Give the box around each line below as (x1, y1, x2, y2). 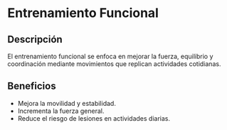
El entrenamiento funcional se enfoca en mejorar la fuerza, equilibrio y (7, 52, 213, 60)
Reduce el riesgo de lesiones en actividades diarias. (17, 114, 171, 122)
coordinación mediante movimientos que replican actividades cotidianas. (7, 60, 221, 68)
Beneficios (7, 80, 56, 92)
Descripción (7, 33, 63, 45)
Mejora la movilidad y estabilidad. (17, 99, 116, 107)
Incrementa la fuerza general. (17, 107, 105, 115)
